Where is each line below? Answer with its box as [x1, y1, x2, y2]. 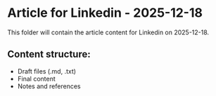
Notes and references [17, 82, 81, 90]
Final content [17, 74, 56, 83]
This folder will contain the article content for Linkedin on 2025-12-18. [7, 28, 210, 36]
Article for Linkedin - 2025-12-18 [7, 5, 203, 21]
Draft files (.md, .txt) [17, 67, 76, 75]
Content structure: [7, 48, 91, 60]
